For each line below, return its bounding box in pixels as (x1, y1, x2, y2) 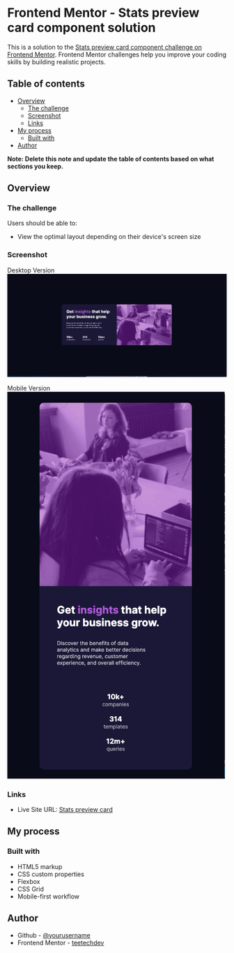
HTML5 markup (17, 862, 63, 871)
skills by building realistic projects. (7, 57, 106, 66)
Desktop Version (7, 265, 55, 274)
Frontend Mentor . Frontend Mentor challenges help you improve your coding (7, 50, 227, 59)
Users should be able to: (7, 219, 78, 228)
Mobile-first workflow (17, 892, 80, 901)
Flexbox (17, 877, 40, 885)
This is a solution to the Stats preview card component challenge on (7, 43, 202, 51)
